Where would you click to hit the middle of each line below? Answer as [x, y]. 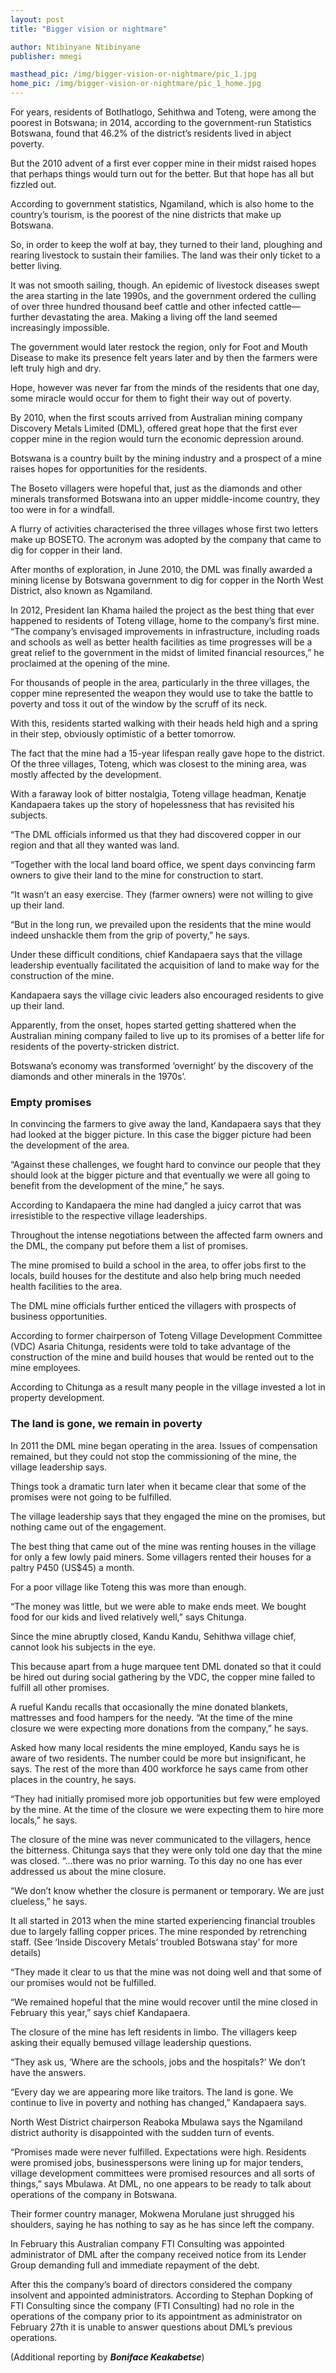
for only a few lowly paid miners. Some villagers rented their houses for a [161, 1557]
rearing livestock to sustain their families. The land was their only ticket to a [165, 255]
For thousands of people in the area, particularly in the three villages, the [160, 682]
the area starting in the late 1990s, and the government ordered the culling [163, 295]
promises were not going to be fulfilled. [91, 1497]
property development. [57, 1398]
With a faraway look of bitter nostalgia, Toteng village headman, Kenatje [158, 794]
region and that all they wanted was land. [95, 845]
